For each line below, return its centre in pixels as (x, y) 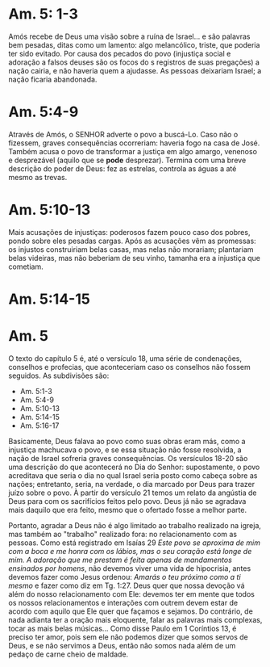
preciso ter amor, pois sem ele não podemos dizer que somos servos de (128, 637)
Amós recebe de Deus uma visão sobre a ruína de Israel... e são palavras (129, 36)
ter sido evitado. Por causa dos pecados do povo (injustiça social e (120, 53)
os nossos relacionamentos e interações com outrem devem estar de (123, 602)
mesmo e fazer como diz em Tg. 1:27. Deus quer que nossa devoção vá (127, 585)
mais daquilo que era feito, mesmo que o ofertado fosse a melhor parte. (128, 510)
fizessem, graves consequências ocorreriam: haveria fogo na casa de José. (134, 143)
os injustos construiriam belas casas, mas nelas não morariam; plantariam (131, 249)
